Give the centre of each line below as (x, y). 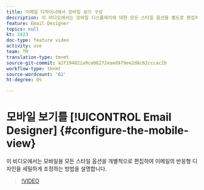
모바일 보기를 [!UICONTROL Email (89, 117)
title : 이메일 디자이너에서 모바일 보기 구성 (55, 12)
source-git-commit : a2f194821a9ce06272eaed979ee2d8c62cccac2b (87, 63)
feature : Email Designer (38, 23)
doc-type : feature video (38, 40)
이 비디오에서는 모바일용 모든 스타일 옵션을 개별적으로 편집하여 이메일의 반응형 (99, 161)
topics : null (23, 29)
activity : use (24, 46)
